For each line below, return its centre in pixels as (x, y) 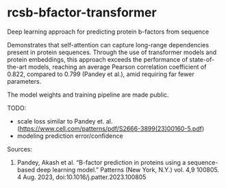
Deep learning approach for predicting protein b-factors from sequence (108, 32)
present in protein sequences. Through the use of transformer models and (112, 52)
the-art (17, 67)
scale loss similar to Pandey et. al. (65, 121)
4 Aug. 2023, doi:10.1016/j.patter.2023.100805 (81, 177)
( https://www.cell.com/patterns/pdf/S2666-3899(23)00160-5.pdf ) (111, 128)
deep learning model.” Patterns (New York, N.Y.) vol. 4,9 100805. (128, 169)
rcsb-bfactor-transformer (82, 13)
